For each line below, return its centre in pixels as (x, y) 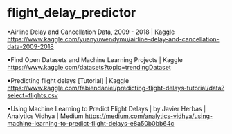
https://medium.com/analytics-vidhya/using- (149, 116)
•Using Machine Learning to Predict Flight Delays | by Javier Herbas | (107, 108)
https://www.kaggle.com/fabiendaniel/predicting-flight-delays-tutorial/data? (116, 88)
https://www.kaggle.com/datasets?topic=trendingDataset (89, 67)
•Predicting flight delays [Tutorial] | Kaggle (68, 80)
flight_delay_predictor (72, 13)
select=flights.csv (33, 95)
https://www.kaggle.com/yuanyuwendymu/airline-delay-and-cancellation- (113, 39)
